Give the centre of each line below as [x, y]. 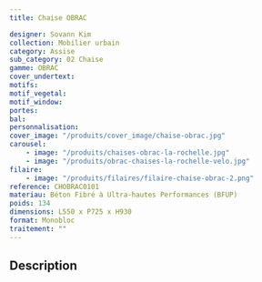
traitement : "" [38, 228]
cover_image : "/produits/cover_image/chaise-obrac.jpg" [117, 136]
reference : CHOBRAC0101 [55, 186]
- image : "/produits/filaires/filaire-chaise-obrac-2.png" [140, 178]
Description [43, 266]
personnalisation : [44, 127]
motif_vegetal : [38, 93]
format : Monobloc [42, 220]
